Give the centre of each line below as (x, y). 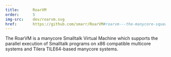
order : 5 (20, 15)
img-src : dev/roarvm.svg (35, 19)
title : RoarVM (26, 10)
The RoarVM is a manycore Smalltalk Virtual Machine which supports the (82, 38)
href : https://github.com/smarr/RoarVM (54, 24)
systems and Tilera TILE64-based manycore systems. (62, 49)
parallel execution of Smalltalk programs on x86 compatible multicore (78, 44)
